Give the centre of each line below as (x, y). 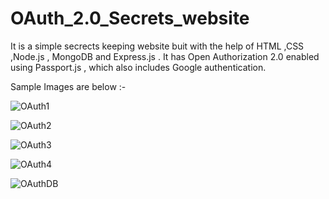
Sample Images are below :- (68, 86)
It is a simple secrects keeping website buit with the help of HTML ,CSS (157, 46)
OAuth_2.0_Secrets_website (130, 18)
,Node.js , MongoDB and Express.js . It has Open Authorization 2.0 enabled (165, 56)
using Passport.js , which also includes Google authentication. (138, 67)
